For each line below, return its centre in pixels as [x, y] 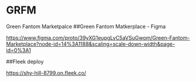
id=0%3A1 [18, 50]
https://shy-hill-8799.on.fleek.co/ [46, 73]
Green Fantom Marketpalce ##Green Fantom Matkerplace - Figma [86, 26]
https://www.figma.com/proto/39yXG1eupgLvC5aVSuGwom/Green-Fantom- [98, 37]
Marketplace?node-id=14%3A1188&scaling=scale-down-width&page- [91, 44]
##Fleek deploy [25, 61]
